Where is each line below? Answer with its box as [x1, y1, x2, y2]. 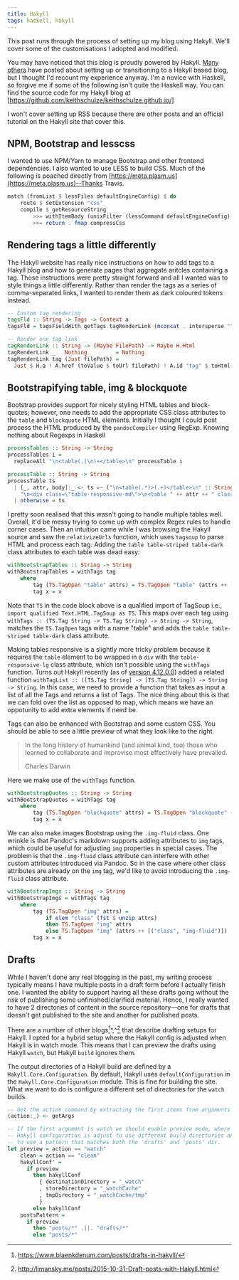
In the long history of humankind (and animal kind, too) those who [24, 741, 218, 749]
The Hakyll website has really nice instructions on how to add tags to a [7, 258, 215, 267]
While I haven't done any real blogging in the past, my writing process [7, 973, 212, 981]
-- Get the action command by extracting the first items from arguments [7, 1106, 231, 1114]
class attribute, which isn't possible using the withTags [51, 660, 210, 669]
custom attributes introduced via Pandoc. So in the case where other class [7, 859, 226, 868]
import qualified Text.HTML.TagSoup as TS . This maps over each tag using [7, 608, 229, 617]
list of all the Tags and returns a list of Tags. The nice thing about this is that [7, 690, 230, 699]
